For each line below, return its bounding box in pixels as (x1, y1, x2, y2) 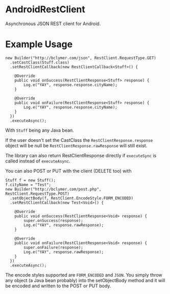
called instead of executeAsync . (5, 158, 70, 164)
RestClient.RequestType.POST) (5, 191, 70, 196)
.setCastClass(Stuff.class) (10, 60, 70, 65)
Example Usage (5, 38, 73, 50)
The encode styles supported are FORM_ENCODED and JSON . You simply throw (5, 271, 162, 278)
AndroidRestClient (5, 4, 86, 15)
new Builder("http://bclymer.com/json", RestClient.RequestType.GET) (5, 55, 157, 60)
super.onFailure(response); (23, 245, 83, 250)
